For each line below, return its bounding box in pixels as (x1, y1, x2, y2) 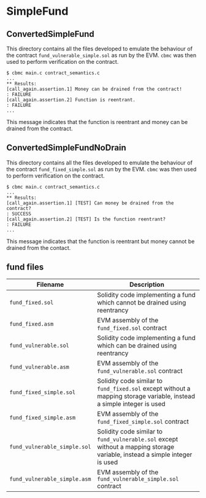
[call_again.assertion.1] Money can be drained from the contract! (6, 86, 183, 92)
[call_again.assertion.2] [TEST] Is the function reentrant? (6, 216, 166, 222)
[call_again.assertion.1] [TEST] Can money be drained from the (6, 200, 174, 206)
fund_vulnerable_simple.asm (9, 475, 91, 483)
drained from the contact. (6, 244, 71, 251)
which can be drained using (97, 341, 177, 349)
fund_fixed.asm (9, 321, 54, 327)
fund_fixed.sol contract (97, 324, 167, 332)
